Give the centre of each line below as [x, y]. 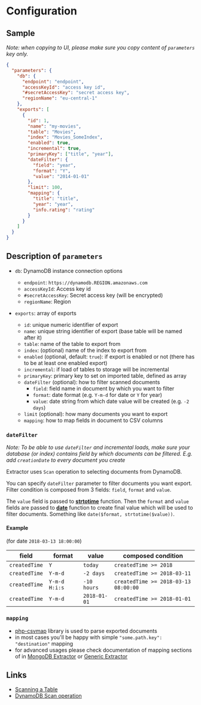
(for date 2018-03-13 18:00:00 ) [44, 541]
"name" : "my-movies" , [55, 126]
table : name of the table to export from [72, 344]
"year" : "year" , [53, 204]
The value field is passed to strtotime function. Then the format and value [98, 501]
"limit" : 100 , [45, 188]
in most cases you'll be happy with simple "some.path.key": [89, 637]
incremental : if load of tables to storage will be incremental [96, 369]
